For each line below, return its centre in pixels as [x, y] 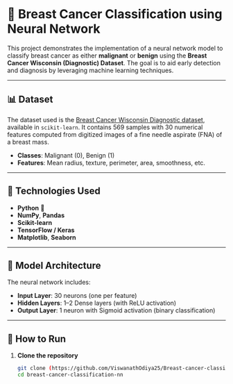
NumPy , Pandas [41, 215]
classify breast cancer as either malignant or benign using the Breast [107, 56]
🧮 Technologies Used [54, 191]
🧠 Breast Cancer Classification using [115, 14]
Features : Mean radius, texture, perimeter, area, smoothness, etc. [111, 162]
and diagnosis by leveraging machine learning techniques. [90, 70]
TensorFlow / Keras [46, 230]
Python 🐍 [31, 208]
